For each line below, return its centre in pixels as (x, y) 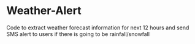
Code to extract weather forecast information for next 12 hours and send (98, 28)
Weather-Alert (44, 11)
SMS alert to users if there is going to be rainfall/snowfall (78, 34)
